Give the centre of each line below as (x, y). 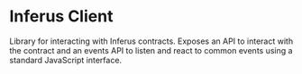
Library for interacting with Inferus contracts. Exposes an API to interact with (151, 41)
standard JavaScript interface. (66, 60)
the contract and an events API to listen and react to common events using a (151, 50)
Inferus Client (61, 16)
